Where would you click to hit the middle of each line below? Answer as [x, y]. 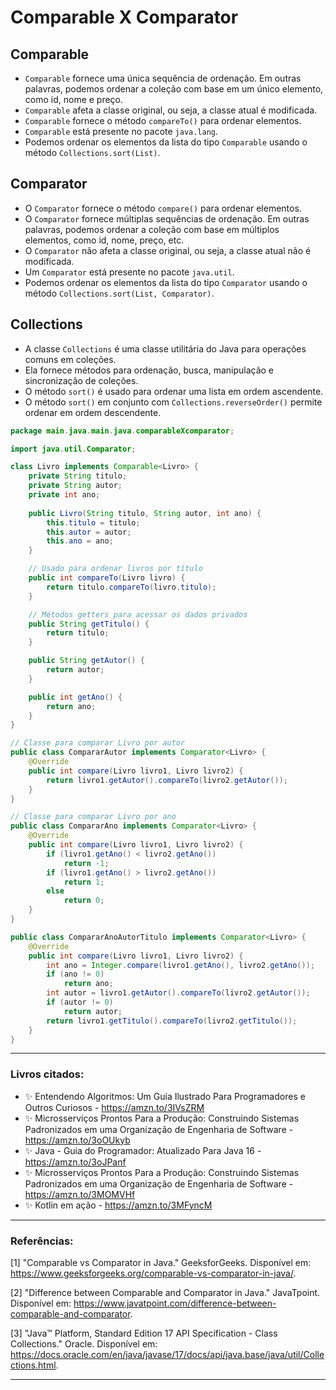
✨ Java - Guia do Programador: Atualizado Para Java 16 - [143, 1150]
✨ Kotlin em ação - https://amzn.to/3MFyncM [118, 1205]
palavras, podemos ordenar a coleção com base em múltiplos [152, 229]
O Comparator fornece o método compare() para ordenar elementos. [163, 208]
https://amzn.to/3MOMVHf [80, 1194]
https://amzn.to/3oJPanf [75, 1162]
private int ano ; [64, 495]
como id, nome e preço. [74, 99]
